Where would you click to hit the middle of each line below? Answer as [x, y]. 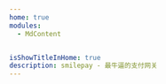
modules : [25, 26]
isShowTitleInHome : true [55, 57]
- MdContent [40, 34]
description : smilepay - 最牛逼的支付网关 [83, 66]
